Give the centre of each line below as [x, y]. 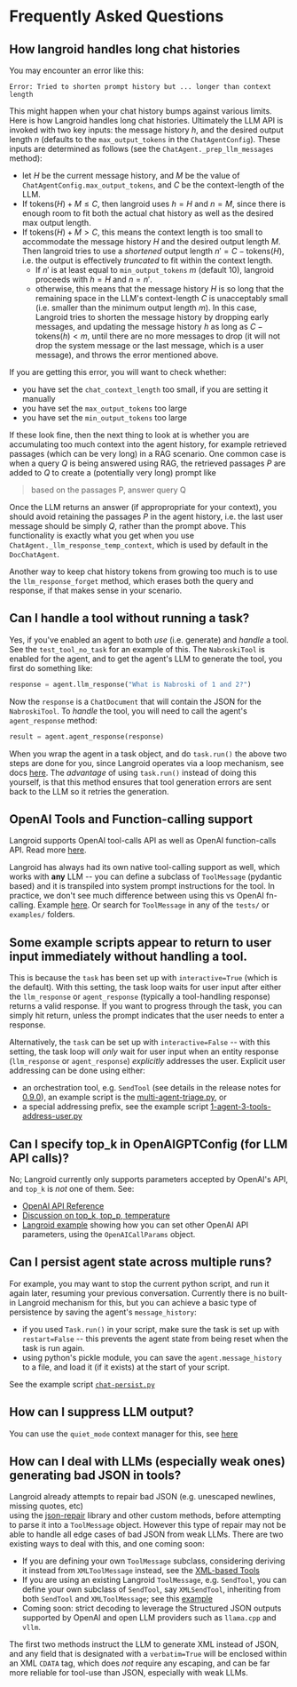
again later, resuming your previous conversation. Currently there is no [138, 1293]
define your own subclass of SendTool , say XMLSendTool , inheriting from [151, 1589]
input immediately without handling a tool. [129, 956]
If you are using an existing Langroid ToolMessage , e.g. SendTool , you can [154, 1580]
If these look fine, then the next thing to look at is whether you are [129, 435]
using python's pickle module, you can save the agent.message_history [152, 1357]
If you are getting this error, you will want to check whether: [118, 372]
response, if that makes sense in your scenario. [96, 590]
